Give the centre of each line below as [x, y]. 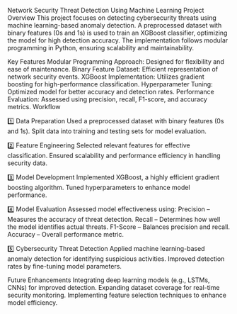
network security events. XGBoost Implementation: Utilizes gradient [106, 77]
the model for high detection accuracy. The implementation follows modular [118, 40]
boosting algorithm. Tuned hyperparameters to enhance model [99, 187]
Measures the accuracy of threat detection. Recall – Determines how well [114, 219]
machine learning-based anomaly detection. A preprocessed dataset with [115, 25]
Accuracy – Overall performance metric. [66, 234]
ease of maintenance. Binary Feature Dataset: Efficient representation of [112, 69]
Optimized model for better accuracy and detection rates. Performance [111, 92]
